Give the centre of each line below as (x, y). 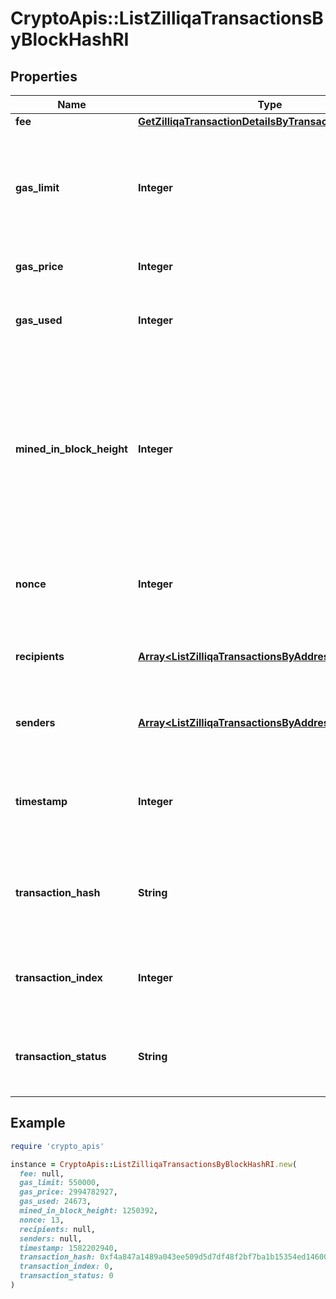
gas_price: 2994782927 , (68, 1192)
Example (38, 1123)
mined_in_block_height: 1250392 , (89, 1211)
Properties (44, 76)
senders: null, (51, 1238)
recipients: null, (58, 1229)
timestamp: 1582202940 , (68, 1248)
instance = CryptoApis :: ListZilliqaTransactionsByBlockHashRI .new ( (154, 1164)
